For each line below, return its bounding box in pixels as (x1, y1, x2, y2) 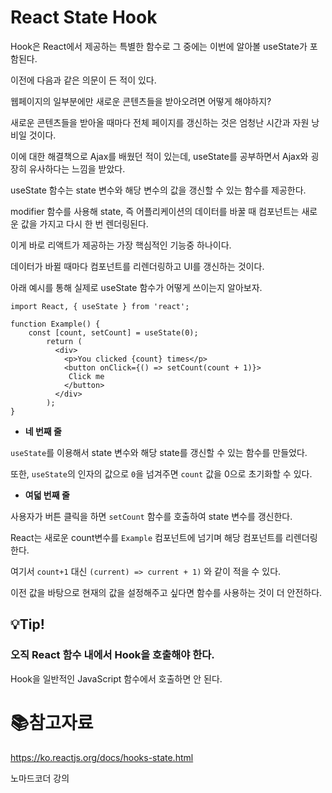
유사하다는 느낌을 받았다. (28, 162, 126, 175)
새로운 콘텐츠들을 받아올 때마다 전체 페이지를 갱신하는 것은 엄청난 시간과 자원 (10, 116, 310, 128)
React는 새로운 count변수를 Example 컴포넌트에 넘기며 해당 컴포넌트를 (10, 531, 284, 543)
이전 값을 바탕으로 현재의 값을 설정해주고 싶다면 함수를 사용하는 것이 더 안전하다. (10, 586, 323, 598)
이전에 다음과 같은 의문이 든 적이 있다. (10, 74, 157, 86)
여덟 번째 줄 (24, 489, 70, 501)
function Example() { (10, 319, 101, 329)
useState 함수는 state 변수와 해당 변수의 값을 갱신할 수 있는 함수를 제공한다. (10, 184, 307, 196)
